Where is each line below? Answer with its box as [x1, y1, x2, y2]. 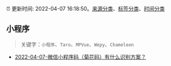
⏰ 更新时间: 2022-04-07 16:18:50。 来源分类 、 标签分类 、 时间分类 [6, 5, 165, 12]
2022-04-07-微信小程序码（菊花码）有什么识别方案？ [14, 53, 146, 60]
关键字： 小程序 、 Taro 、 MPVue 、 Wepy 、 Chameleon [20, 41, 134, 48]
